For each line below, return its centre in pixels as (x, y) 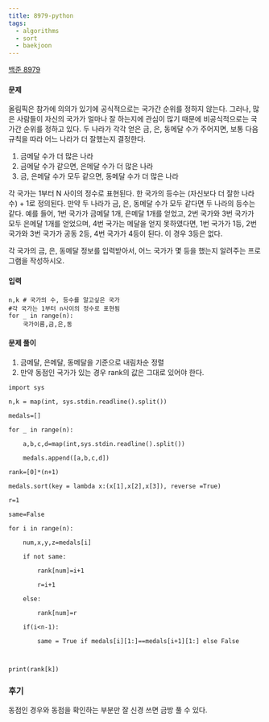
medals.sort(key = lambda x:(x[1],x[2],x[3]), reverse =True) (115, 486)
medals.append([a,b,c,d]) (66, 458)
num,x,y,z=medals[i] (57, 543)
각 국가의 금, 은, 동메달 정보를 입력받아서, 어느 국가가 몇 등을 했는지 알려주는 (127, 251)
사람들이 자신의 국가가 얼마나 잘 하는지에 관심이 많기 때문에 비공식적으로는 (133, 119)
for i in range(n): (41, 528)
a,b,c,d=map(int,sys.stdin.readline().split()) (104, 444)
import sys (27, 387)
